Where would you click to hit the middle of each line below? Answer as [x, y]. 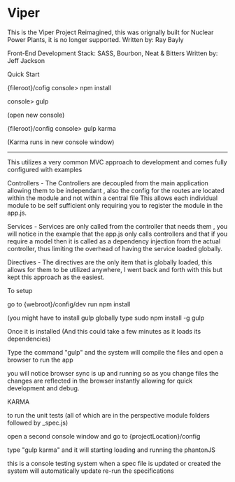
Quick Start [23, 74]
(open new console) [36, 115]
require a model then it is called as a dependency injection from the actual [114, 241]
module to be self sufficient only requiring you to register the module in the [115, 205]
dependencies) [29, 339]
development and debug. [43, 388]
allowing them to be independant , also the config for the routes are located [116, 190]
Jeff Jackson [26, 60]
